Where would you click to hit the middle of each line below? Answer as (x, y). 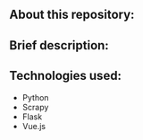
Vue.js (34, 126)
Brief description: (59, 45)
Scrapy (35, 107)
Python (35, 97)
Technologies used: (66, 76)
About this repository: (72, 15)
